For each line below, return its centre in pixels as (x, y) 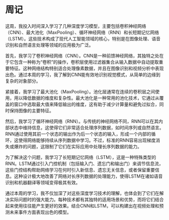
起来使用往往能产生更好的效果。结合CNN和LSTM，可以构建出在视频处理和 (82, 206)
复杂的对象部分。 (23, 81)
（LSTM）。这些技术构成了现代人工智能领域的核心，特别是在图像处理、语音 (83, 39)
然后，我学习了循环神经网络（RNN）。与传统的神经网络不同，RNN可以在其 (82, 122)
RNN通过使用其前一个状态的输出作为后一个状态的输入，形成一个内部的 (78, 134)
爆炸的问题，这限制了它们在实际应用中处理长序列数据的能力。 (78, 147)
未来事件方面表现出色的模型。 (40, 212)
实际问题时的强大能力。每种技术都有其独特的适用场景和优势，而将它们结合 (87, 200)
